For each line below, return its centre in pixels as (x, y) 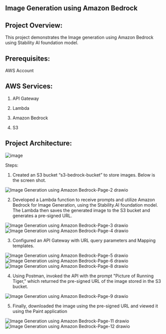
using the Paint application (40, 311)
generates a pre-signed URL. (42, 216)
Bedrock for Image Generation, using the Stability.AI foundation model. (85, 205)
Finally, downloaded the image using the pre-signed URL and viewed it (85, 306)
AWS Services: (29, 87)
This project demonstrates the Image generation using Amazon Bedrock (79, 38)
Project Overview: (34, 25)
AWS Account (19, 71)
